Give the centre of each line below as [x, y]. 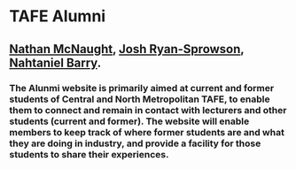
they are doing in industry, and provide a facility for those [135, 143]
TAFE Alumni [58, 16]
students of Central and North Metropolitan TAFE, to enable [140, 99]
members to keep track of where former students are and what [147, 132]
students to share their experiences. [89, 154]
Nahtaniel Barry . [55, 62]
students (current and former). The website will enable [129, 121]
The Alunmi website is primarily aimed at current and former [142, 88]
